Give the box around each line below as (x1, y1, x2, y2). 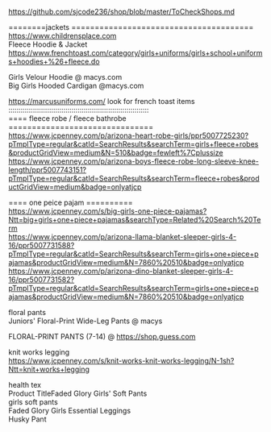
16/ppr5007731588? (8, 241, 75, 250)
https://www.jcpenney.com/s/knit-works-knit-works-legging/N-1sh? (8, 356, 235, 365)
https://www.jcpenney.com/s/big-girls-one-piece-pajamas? (8, 206, 207, 216)
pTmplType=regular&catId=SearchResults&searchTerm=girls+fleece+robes (8, 139, 259, 148)
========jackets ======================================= (8, 23, 254, 31)
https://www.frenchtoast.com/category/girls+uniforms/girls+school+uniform (8, 48, 263, 57)
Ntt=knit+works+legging (8, 364, 90, 374)
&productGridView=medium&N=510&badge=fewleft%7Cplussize (8, 148, 223, 157)
